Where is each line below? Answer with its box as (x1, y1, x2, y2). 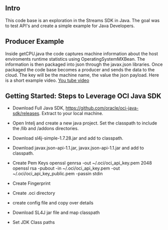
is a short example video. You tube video (5, 77, 89, 83)
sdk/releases (12, 110, 40, 117)
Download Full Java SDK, (12, 105, 65, 111)
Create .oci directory (12, 190, 55, 196)
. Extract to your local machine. (39, 110, 104, 117)
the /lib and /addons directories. (12, 126, 79, 132)
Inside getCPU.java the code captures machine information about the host (5, 50, 158, 57)
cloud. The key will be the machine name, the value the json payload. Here (5, 72, 159, 78)
